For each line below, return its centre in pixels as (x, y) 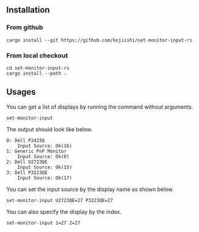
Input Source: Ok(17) (45, 178)
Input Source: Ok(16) (45, 146)
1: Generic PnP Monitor (37, 151)
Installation (28, 10)
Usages (21, 92)
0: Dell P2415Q (26, 140)
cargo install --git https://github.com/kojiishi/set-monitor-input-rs (99, 40)
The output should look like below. (49, 129)
